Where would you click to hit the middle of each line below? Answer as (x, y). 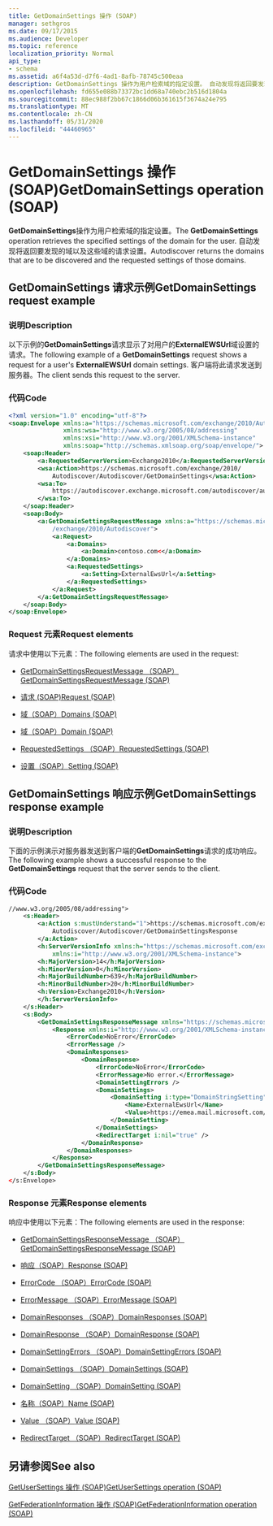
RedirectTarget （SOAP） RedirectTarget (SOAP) (100, 1438)
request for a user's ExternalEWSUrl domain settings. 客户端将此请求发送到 (135, 365)
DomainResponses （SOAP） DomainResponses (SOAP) (114, 1317)
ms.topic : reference (43, 46)
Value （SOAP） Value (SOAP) (70, 1421)
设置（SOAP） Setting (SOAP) (69, 765)
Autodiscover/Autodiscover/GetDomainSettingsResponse (145, 931)
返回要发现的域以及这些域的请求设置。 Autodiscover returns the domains (143, 251)
